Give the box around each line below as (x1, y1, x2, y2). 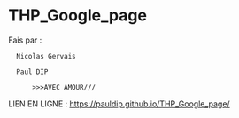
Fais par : (8, 35, 42, 45)
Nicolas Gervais (16, 51, 76, 60)
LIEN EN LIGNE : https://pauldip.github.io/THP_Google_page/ (8, 98, 231, 109)
